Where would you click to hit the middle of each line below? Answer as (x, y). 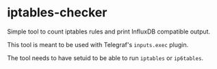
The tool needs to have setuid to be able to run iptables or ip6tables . (105, 58)
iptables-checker (57, 13)
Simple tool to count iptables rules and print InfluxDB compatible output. (109, 31)
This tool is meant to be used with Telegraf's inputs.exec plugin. (98, 44)
